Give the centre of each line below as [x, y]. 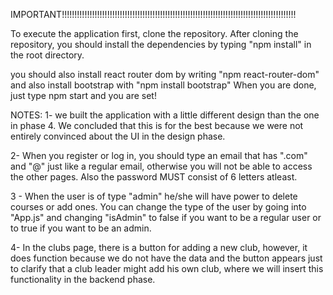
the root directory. [47, 55]
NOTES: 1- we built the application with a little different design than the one [165, 115]
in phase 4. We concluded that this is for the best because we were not [157, 125]
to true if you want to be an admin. [81, 228]
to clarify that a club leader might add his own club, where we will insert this [167, 268]
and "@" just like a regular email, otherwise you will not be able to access [161, 166]
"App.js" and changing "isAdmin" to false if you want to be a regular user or [166, 217]
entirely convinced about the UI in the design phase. [118, 136]
